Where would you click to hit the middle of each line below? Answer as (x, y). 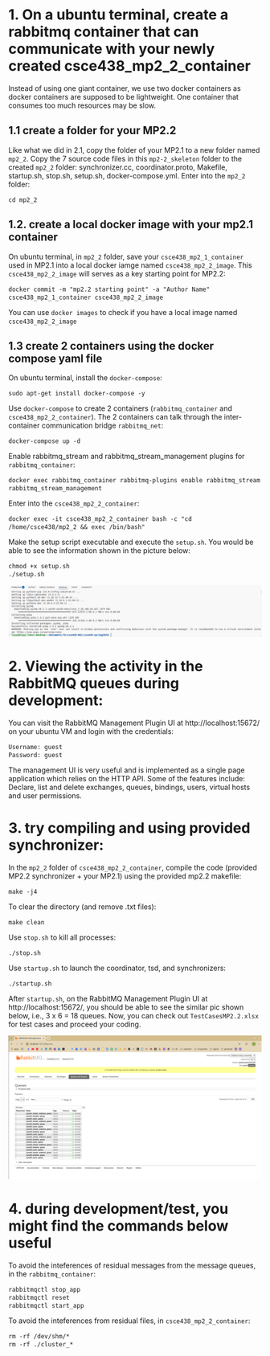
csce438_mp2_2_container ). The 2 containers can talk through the (115, 417)
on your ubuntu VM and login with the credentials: (91, 731)
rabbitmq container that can (104, 32)
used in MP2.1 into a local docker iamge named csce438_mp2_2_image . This (130, 265)
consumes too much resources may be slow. (82, 105)
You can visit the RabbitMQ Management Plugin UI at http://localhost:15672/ (134, 723)
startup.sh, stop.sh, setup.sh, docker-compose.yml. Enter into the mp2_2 (127, 175)
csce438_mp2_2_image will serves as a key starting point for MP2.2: (117, 273)
